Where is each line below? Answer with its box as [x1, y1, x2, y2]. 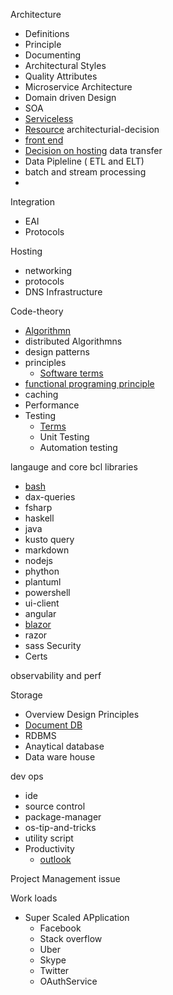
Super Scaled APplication [24, 912, 130, 923]
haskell [24, 512, 55, 524]
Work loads [10, 892, 58, 904]
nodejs [24, 555, 53, 566]
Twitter [39, 965, 70, 976]
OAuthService [39, 975, 98, 987]
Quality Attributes [24, 70, 98, 82]
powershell [24, 587, 71, 598]
